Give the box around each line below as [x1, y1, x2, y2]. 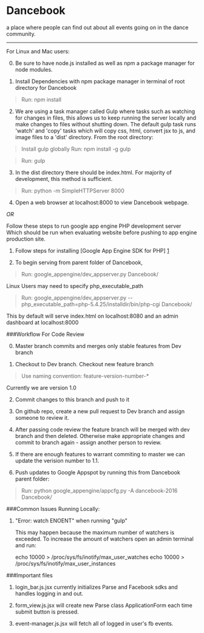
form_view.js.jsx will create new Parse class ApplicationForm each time [15, 601, 192, 609]
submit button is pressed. [15, 608, 79, 615]
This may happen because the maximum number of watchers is [15, 529, 175, 536]
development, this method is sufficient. [15, 175, 113, 182]
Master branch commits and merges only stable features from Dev [15, 342, 182, 349]
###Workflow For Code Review [6, 330, 85, 338]
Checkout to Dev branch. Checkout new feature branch [15, 360, 154, 368]
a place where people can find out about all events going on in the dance [6, 24, 189, 31]
